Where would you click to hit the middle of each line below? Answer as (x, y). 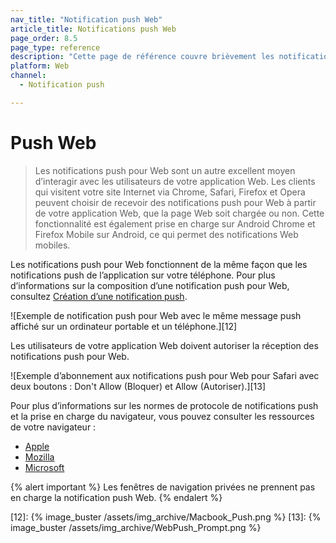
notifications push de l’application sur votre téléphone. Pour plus (143, 275)
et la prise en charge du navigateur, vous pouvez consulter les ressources (162, 416)
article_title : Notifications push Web (93, 29)
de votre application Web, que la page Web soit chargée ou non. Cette (179, 213)
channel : (28, 76)
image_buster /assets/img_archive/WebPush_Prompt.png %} (136, 527)
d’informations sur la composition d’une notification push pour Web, (150, 285)
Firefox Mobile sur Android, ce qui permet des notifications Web (166, 234)
